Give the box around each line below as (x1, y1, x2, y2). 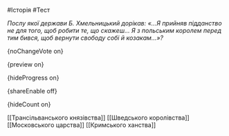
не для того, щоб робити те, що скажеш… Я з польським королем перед (7, 27, 221, 34)
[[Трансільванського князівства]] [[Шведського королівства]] (7, 113, 190, 122)
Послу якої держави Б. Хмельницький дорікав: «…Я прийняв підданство (7, 19, 223, 27)
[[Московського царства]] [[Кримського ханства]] (7, 121, 156, 129)
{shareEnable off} (7, 87, 57, 95)
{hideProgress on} (7, 73, 59, 82)
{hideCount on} (7, 100, 51, 109)
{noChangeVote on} (7, 47, 64, 55)
